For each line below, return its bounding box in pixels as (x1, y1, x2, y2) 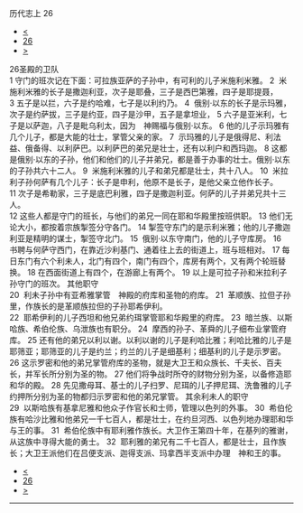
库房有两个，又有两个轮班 (182, 256, 278, 266)
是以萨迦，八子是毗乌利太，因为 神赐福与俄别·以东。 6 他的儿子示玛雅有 (16, 120, 290, 131)
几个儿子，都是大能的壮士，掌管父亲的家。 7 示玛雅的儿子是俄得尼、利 (9, 132, 273, 142)
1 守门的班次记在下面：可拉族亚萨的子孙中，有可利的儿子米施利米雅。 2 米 (9, 75, 287, 86)
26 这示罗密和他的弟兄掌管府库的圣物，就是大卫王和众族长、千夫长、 (9, 358, 267, 368)
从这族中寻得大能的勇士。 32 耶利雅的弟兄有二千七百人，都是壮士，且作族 (9, 436, 287, 447)
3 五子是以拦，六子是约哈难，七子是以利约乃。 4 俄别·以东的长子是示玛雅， (9, 98, 291, 108)
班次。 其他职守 (40, 278, 99, 289)
